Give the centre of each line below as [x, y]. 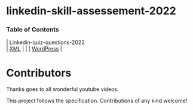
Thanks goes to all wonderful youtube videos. [62, 89]
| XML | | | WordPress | [34, 49]
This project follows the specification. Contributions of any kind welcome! [97, 101]
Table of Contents [33, 30]
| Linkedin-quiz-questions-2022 [45, 42]
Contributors [39, 73]
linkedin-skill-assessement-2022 [91, 11]
